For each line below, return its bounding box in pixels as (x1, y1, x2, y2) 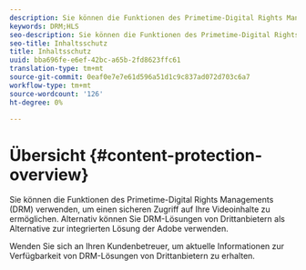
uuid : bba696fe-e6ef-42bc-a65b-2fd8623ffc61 (9, 55, 181, 65)
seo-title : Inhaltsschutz (9, 38, 107, 48)
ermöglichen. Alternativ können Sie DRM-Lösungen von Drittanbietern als (9, 214, 285, 225)
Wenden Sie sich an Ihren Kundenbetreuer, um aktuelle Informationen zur (9, 241, 285, 252)
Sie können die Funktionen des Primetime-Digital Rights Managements (9, 195, 274, 205)
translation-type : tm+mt (9, 65, 104, 74)
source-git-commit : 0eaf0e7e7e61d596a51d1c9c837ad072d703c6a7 (9, 73, 250, 82)
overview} (9, 165, 89, 185)
